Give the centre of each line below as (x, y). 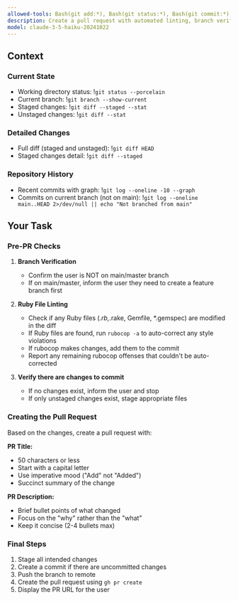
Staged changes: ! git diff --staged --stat (82, 107)
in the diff (42, 326)
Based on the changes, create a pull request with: (80, 432)
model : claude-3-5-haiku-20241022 (58, 27)
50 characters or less (49, 460)
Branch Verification (47, 262)
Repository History (41, 174)
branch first (45, 291)
